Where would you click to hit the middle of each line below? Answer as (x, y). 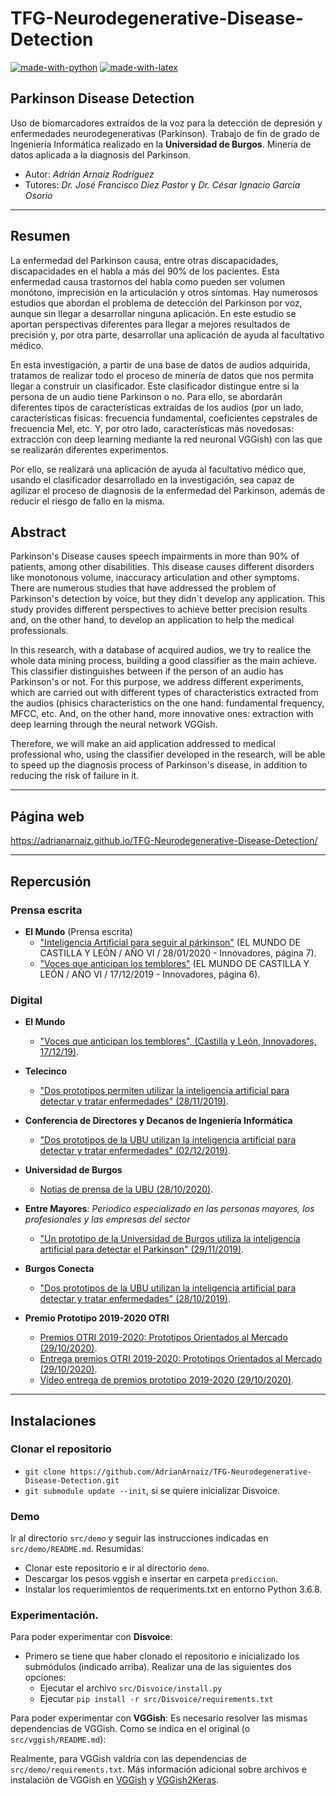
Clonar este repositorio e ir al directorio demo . (117, 1568)
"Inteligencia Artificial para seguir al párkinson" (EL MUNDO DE (170, 942)
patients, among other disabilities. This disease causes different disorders (162, 567)
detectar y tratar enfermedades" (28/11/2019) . (134, 1101)
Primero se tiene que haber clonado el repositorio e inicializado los (162, 1656)
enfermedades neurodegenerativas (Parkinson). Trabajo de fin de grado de (165, 133)
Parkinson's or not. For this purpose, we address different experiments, (157, 682)
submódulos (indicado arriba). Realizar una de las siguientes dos (158, 1667)
